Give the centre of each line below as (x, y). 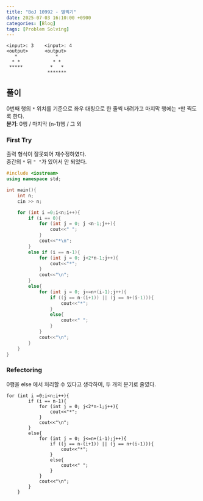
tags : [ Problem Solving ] (38, 29)
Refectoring (24, 370)
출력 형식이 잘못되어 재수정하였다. (46, 154)
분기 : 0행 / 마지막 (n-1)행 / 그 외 (44, 124)
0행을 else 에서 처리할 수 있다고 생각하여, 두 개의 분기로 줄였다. (81, 384)
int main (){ (21, 190)
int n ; (26, 196)
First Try (19, 140)
